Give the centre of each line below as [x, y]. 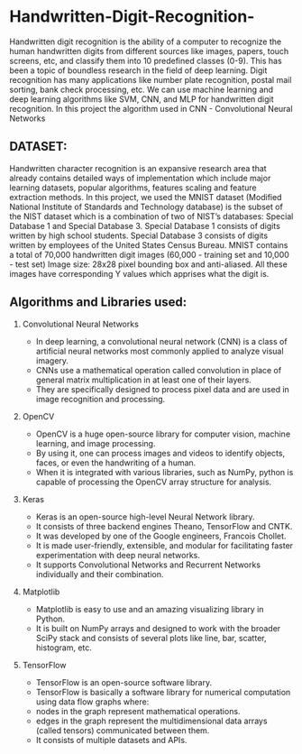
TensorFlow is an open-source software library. [124, 682]
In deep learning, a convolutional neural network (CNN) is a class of [161, 341]
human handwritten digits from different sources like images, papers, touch [149, 51]
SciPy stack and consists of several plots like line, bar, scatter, [151, 638]
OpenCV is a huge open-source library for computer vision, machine [163, 434]
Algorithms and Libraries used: [98, 303]
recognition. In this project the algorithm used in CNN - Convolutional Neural [151, 108]
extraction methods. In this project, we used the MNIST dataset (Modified [146, 197]
